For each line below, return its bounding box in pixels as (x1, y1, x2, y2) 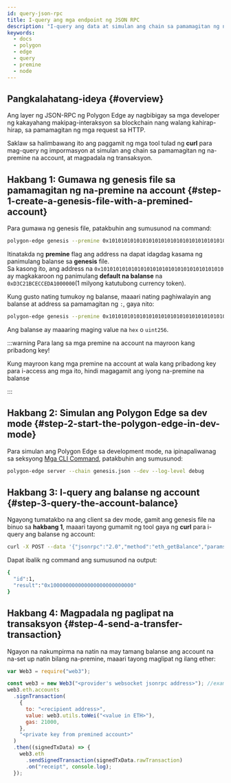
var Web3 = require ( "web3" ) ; (7, 668, 91, 674)
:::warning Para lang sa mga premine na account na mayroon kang (7, 338, 195, 347)
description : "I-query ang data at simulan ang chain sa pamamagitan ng (7, 23, 220, 30)
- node (13, 67, 32, 74)
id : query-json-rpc (7, 10, 63, 17)
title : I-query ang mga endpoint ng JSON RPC (7, 16, 140, 23)
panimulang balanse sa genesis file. (7, 257, 110, 265)
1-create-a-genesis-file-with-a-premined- (7, 195, 194, 207)
